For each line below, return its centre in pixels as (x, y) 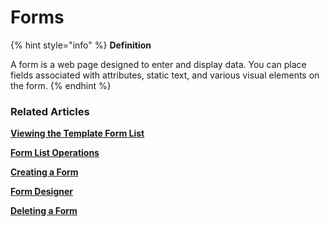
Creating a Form (44, 172)
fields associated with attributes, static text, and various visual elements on (165, 75)
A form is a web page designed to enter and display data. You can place (158, 64)
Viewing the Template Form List (77, 133)
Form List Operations (55, 153)
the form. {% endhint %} (61, 85)
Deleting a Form (44, 211)
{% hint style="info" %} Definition (81, 45)
